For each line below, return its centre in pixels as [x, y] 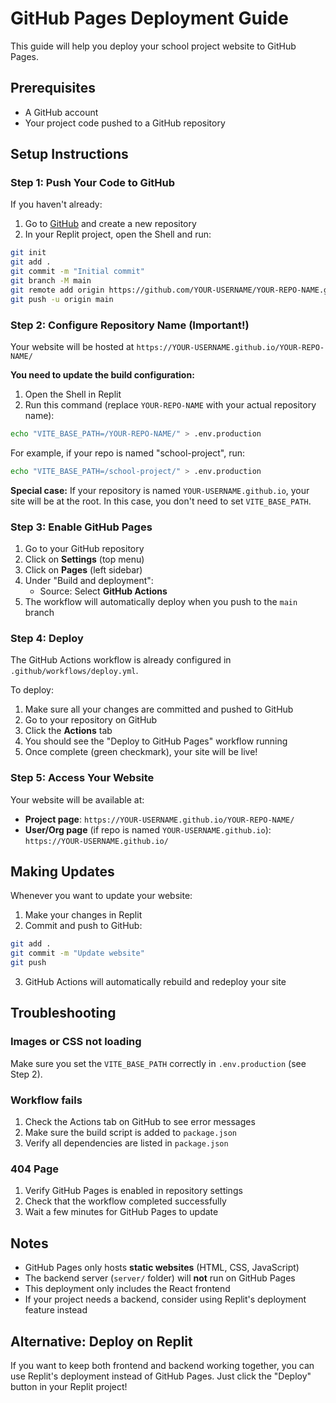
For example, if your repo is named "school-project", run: [128, 453]
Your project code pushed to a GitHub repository [125, 123]
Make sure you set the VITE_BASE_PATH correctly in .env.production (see [158, 1063]
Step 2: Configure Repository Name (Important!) [130, 325]
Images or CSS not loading [76, 1042]
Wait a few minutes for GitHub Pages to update [121, 1212]
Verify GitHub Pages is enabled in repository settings [133, 1191]
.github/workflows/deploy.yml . [74, 671]
